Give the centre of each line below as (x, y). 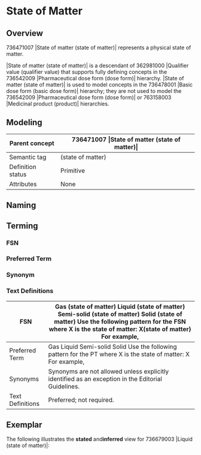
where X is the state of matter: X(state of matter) (120, 329)
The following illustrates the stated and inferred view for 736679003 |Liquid (100, 439)
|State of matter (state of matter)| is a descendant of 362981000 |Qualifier (98, 65)
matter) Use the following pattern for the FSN (120, 321)
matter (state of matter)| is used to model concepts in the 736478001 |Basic (100, 85)
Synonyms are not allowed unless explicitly (109, 371)
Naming (21, 205)
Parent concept (32, 143)
